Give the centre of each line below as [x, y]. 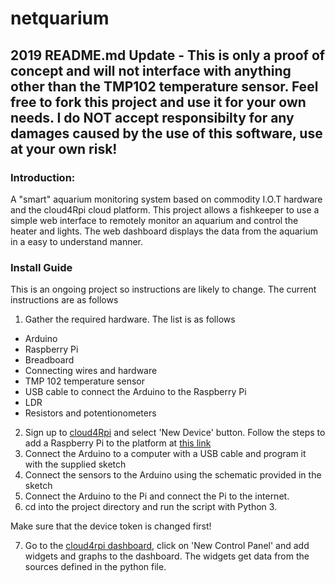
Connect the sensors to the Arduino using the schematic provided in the [173, 475]
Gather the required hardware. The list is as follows [130, 319]
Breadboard [49, 360]
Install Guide [41, 267]
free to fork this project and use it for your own [158, 102]
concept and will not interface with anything [151, 70]
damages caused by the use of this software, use [166, 133]
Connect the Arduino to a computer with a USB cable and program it [165, 454]
